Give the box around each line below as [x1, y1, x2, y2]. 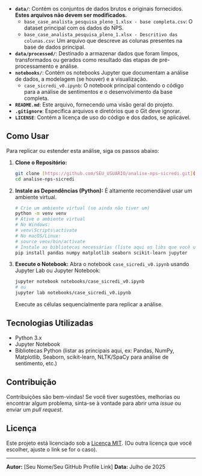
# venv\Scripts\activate [14, 227, 78, 233]
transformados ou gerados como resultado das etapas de [14, 57, 158, 63]
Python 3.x [14, 334, 42, 341]
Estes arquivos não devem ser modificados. [14, 11, 127, 19]
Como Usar [6, 131, 49, 141]
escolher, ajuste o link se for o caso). [6, 445, 97, 453]
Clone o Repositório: [14, 159, 67, 166]
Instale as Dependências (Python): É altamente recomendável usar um [14, 187, 192, 194]
